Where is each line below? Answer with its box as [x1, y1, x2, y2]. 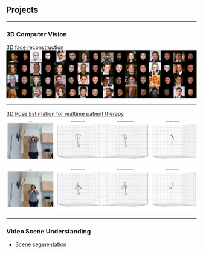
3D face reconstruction [6, 44, 64, 51]
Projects [6, 5, 39, 15]
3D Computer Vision [6, 30, 68, 38]
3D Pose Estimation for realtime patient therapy [6, 110, 124, 118]
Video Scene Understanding [6, 227, 91, 236]
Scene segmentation [14, 241, 67, 248]
